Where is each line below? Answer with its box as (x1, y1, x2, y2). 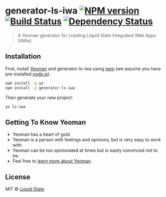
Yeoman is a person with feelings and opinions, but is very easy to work (12, 137, 161, 143)
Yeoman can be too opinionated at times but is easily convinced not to (12, 147, 158, 153)
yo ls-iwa (5, 104, 26, 109)
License (5, 172, 31, 181)
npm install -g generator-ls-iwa (5, 85, 75, 90)
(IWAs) (17, 38, 32, 44)
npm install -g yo (5, 80, 44, 85)
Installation (5, 52, 41, 61)
